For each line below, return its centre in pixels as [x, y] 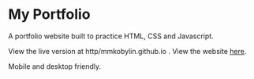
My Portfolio [49, 14]
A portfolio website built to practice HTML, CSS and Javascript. [111, 36]
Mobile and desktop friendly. [55, 66]
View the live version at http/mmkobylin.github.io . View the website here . [127, 51]
